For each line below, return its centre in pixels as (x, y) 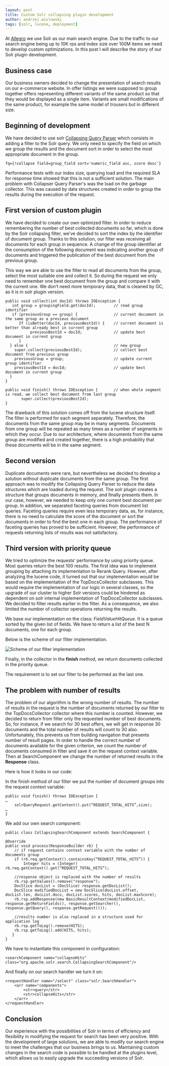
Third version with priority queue (58, 548)
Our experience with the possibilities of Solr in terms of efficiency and (78, 1031)
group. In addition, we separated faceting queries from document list (77, 505)
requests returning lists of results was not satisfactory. (62, 532)
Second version (31, 461)
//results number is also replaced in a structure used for (79, 917)
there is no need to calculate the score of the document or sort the (74, 516)
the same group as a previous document (47, 319)
